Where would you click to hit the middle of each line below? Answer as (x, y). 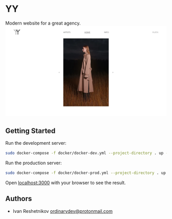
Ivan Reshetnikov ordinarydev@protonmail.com (63, 211)
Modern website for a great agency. (43, 23)
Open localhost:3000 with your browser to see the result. (66, 183)
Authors (19, 199)
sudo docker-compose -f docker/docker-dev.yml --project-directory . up (84, 153)
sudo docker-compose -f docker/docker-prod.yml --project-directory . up (86, 173)
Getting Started (30, 131)
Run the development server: (36, 143)
